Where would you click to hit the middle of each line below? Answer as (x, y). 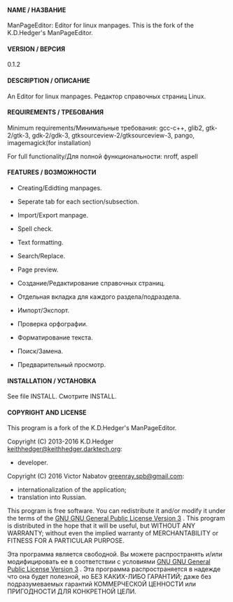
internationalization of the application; (72, 490)
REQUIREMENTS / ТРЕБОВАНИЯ (55, 112)
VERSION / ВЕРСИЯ (36, 48)
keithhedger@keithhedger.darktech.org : (65, 449)
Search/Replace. (41, 256)
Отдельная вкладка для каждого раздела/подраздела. (99, 297)
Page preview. (38, 269)
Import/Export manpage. (53, 215)
